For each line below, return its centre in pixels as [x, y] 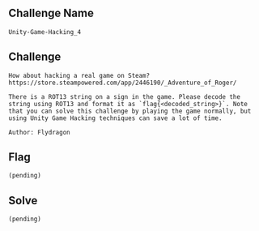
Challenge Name [51, 13]
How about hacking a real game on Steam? [79, 75]
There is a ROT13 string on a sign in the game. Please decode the [125, 96]
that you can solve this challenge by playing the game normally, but [130, 111]
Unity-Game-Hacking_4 [45, 32]
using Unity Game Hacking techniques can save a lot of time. [115, 118]
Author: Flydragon [39, 132]
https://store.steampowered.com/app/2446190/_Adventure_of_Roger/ [123, 83]
